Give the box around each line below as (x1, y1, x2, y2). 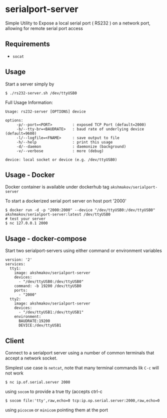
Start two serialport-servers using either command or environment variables (5, 247, 162, 253)
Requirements (5, 40, 50, 48)
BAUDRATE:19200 (18, 318, 50, 323)
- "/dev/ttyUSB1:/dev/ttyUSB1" (18, 310, 84, 315)
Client (5, 336, 24, 345)
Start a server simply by (5, 81, 54, 87)
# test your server (5, 216, 46, 221)
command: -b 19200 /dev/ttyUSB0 (14, 283, 81, 288)
